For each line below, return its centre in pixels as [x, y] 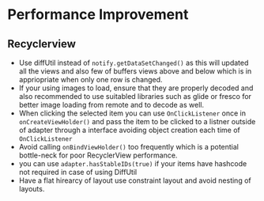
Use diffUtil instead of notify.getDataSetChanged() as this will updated [134, 63]
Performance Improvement [98, 15]
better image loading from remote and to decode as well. [111, 105]
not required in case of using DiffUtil [78, 172]
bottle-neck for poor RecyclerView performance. [98, 155]
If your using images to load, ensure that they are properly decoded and [136, 88]
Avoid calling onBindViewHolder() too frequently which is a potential [128, 147]
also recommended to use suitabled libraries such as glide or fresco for [135, 96]
